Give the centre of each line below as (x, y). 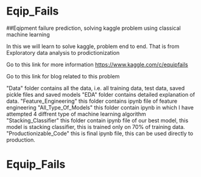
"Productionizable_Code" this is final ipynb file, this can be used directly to (100, 133)
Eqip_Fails (33, 11)
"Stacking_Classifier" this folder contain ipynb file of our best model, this (97, 120)
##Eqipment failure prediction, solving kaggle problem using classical (93, 28)
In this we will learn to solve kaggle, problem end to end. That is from (93, 46)
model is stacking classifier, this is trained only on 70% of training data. (96, 127)
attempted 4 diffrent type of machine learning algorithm (76, 114)
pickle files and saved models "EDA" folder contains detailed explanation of (101, 94)
